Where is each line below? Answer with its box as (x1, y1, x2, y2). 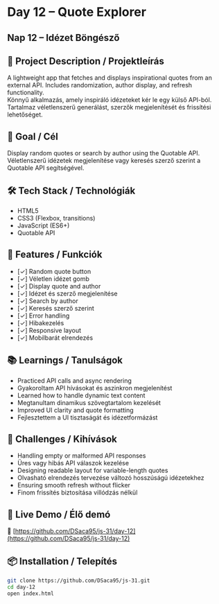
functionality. (7, 88, 45, 97)
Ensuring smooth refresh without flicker (17, 481, 130, 490)
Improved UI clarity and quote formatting (17, 406, 134, 414)
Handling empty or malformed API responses (17, 451, 146, 460)
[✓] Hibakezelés (17, 318, 64, 327)
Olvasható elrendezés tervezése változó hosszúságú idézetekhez (17, 474, 204, 482)
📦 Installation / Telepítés (7, 555, 118, 567)
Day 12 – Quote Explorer (7, 4, 147, 20)
